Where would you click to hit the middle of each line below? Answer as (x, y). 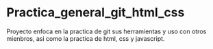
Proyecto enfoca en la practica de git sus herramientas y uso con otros (106, 31)
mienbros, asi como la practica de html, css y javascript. (86, 38)
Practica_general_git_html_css (96, 13)
